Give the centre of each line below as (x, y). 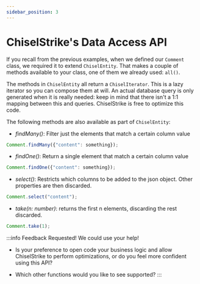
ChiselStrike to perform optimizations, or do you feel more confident (101, 257)
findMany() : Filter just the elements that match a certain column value (103, 133)
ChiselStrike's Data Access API (87, 42)
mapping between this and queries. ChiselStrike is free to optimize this (95, 103)
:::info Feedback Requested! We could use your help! (73, 238)
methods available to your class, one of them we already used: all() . (93, 72)
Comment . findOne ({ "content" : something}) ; (61, 168)
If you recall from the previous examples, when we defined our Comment (95, 59)
